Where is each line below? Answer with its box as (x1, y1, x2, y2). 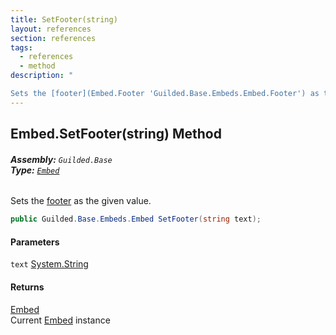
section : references (10, 33, 97, 43)
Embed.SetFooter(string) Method (10, 126, 222, 143)
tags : (10, 42, 33, 53)
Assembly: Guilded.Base (10, 153, 113, 165)
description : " (10, 71, 74, 81)
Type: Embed (10, 164, 60, 176)
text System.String (10, 258, 89, 270)
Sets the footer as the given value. (10, 195, 152, 207)
